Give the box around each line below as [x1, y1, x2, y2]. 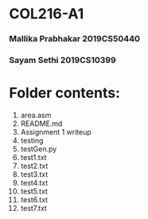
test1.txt [20, 152, 47, 162]
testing [20, 135, 44, 145]
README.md [20, 119, 63, 128]
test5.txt [20, 186, 49, 196]
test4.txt [20, 178, 49, 187]
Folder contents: [9, 84, 121, 102]
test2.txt [20, 161, 49, 170]
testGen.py [20, 144, 57, 154]
